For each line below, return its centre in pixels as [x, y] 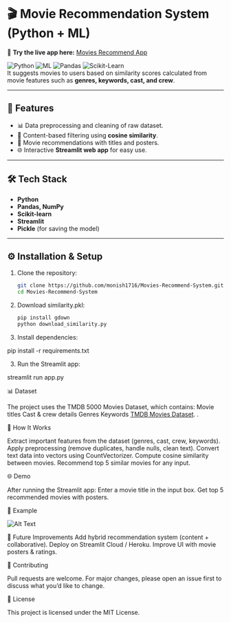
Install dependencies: [47, 337]
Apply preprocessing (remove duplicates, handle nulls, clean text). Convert [113, 448]
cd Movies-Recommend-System [57, 292]
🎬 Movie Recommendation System [108, 14]
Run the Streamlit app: [48, 364]
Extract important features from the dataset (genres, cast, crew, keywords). [114, 441]
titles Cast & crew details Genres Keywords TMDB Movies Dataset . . [103, 414]
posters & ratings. [32, 551]
